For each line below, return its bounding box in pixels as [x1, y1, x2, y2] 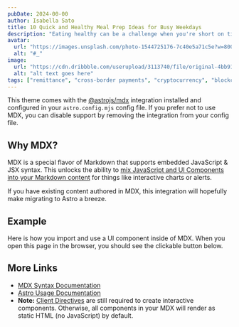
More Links [7, 262, 58, 274]
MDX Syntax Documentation [17, 281, 101, 289]
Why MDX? [7, 139, 58, 151]
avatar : [7, 37, 31, 44]
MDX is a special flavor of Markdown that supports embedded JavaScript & [7, 158, 228, 167]
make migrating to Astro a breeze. [7, 195, 107, 203]
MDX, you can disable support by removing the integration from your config [7, 111, 230, 119]
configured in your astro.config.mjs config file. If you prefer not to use [7, 104, 216, 112]
